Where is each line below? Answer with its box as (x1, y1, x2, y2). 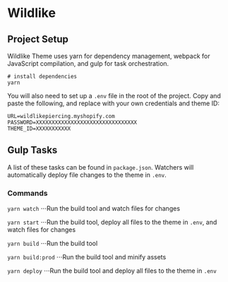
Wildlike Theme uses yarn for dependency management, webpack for (7, 52, 210, 60)
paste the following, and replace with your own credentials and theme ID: (7, 99, 220, 107)
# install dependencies (7, 73, 78, 80)
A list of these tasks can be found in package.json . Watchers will (7, 163, 194, 171)
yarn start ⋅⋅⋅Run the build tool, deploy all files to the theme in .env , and (7, 218, 217, 227)
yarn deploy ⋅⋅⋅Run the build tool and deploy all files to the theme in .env (7, 266, 217, 275)
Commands (7, 188, 48, 198)
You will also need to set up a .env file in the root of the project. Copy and (7, 92, 221, 100)
